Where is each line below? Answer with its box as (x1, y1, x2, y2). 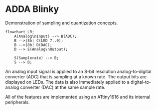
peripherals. (5, 99, 30, 105)
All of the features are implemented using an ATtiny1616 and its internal (5, 94, 151, 100)
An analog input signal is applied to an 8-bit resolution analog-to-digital (5, 68, 152, 74)
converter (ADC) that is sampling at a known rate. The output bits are (5, 73, 147, 80)
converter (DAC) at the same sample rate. (20, 84, 106, 90)
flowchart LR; (5, 29, 35, 34)
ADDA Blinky (5, 3, 59, 15)
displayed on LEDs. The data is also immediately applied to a (5, 79, 130, 85)
